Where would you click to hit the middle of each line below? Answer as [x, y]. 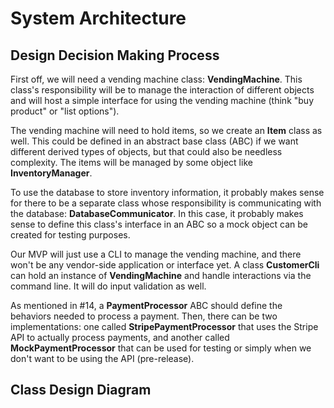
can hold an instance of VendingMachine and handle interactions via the [161, 275]
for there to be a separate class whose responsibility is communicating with [166, 203]
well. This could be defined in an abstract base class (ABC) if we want [154, 141]
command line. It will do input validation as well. [108, 286]
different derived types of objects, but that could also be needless [146, 151]
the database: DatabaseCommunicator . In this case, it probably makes [157, 213]
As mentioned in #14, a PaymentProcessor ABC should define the [146, 305]
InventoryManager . [51, 173]
